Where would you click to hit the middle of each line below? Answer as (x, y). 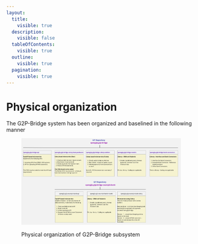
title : (20, 19)
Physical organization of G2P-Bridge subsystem (81, 234)
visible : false (36, 38)
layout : (16, 13)
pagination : (27, 70)
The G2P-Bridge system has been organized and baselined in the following (99, 124)
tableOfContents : (33, 45)
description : (28, 32)
